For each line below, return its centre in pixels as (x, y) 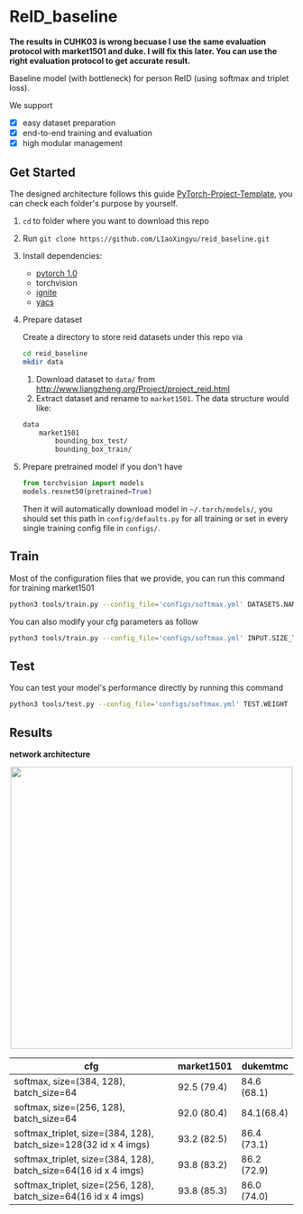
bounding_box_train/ (94, 450)
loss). (19, 87)
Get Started (42, 172)
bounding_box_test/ (92, 441)
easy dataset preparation (69, 123)
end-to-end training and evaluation (87, 133)
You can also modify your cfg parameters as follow (104, 621)
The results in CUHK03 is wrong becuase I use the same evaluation (138, 41)
